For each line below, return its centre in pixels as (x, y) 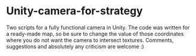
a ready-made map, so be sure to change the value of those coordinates (95, 33)
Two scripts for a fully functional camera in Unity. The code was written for (98, 27)
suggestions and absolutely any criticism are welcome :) (75, 46)
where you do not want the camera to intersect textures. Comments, (90, 40)
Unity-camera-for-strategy (74, 11)
